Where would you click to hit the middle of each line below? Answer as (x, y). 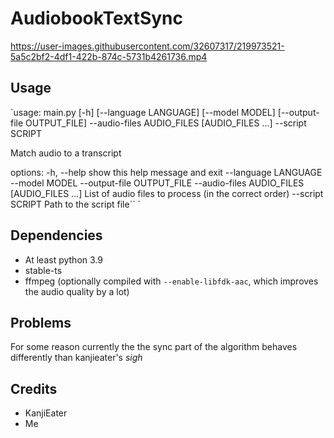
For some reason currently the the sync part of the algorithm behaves (154, 347)
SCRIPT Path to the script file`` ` (76, 204)
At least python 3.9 (63, 259)
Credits (34, 388)
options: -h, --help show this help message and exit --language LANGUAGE (166, 172)
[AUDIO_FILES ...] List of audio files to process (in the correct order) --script (167, 193)
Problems (41, 322)
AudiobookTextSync (97, 18)
